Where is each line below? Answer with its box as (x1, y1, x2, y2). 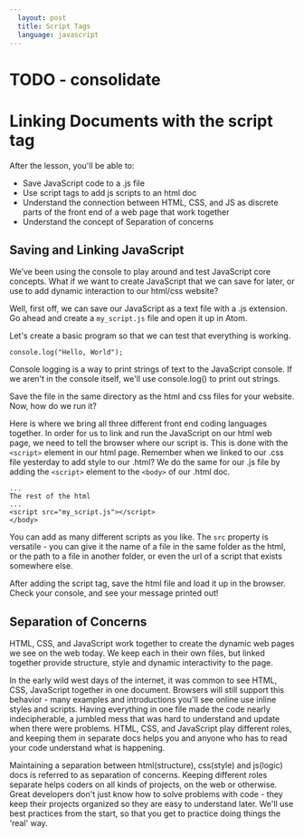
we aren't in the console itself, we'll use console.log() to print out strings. (9, 374, 280, 384)
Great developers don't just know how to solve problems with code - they (9, 789, 283, 800)
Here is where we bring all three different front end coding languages (9, 418, 268, 429)
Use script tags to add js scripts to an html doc (22, 187, 197, 198)
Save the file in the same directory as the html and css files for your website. (9, 391, 295, 402)
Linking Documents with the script (9, 111, 273, 131)
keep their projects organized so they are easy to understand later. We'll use (9, 799, 294, 810)
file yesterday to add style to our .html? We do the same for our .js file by (9, 457, 280, 468)
